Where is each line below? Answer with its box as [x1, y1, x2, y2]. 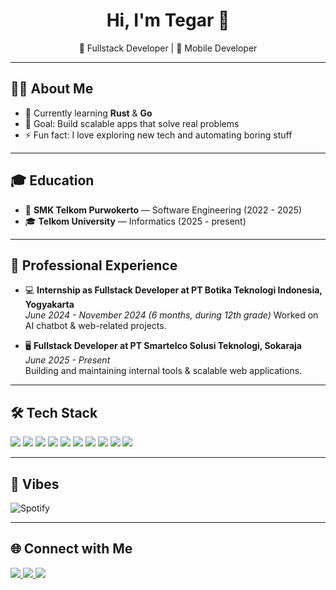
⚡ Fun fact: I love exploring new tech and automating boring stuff [24, 129, 293, 141]
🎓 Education [10, 172, 95, 189]
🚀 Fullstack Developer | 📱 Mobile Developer [78, 42, 258, 54]
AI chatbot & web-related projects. [24, 320, 167, 332]
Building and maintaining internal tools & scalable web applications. [24, 365, 303, 377]
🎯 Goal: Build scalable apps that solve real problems [24, 117, 240, 129]
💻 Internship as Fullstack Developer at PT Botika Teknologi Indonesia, [24, 284, 323, 296]
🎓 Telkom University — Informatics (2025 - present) [24, 215, 247, 227]
